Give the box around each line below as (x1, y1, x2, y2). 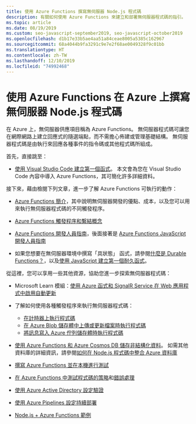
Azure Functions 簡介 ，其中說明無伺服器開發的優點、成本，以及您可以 (14, 198, 185, 205)
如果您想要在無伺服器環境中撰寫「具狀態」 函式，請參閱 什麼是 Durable (14, 250, 187, 257)
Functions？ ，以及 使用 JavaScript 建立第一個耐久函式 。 (14, 257, 150, 265)
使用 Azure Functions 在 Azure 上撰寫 (6, 91, 190, 104)
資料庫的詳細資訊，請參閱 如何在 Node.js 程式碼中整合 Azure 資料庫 (14, 349, 178, 356)
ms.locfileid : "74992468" (6, 63, 69, 69)
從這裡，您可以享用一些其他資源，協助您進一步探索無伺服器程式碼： (6, 270, 171, 277)
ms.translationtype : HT (6, 47, 65, 53)
